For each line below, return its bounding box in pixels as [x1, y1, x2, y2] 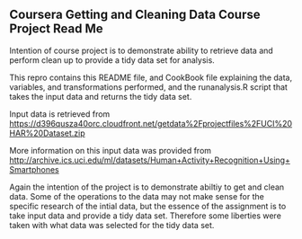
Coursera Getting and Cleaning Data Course [9, 7, 261, 22]
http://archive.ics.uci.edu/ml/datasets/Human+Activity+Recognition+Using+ [9, 155, 290, 165]
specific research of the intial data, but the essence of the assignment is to [9, 200, 287, 211]
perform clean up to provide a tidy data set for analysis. [9, 54, 216, 66]
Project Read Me [9, 22, 103, 37]
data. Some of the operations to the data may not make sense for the [9, 190, 265, 201]
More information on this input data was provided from [9, 145, 212, 155]
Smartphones [9, 164, 60, 174]
